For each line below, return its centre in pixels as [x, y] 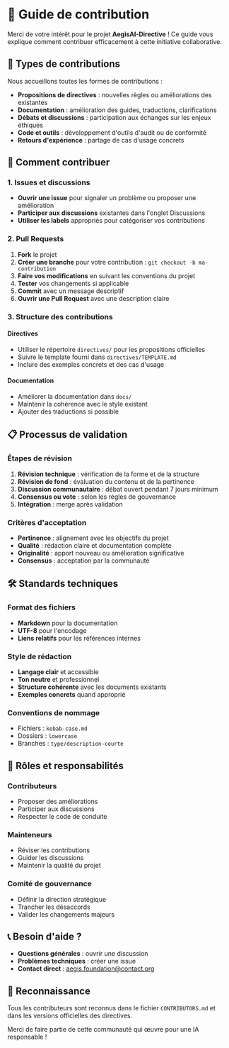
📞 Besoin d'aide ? [45, 937]
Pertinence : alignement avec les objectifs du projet [93, 538]
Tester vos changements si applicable [73, 283]
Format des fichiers [42, 607]
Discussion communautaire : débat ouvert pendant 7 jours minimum [118, 489]
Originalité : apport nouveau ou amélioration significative [101, 553]
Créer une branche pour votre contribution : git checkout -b [106, 262]
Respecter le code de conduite [62, 817]
